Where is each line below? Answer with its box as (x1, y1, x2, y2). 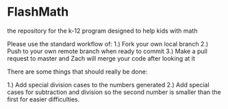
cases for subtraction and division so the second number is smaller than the (7, 88, 221, 96)
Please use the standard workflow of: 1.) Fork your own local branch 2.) (7, 40, 209, 48)
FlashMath (7, 4, 69, 20)
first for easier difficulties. (7, 95, 80, 103)
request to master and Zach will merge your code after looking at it (7, 54, 195, 62)
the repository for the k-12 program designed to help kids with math (7, 27, 198, 35)
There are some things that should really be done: (7, 67, 148, 76)
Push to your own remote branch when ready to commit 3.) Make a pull (7, 47, 207, 55)
